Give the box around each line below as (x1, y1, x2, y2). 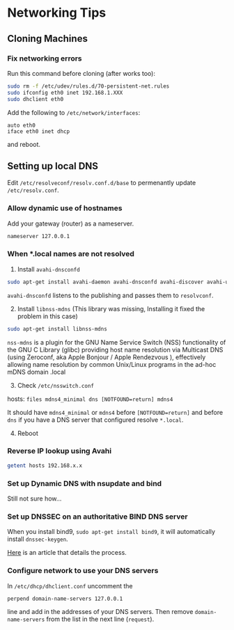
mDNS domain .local (7, 368, 66, 376)
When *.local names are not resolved (7, 249, 134, 259)
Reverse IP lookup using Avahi (7, 446, 112, 456)
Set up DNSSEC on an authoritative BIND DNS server (7, 512, 188, 521)
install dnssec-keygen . (7, 535, 68, 544)
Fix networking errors (7, 54, 82, 63)
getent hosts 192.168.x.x (7, 462, 82, 469)
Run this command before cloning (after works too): (7, 69, 155, 77)
